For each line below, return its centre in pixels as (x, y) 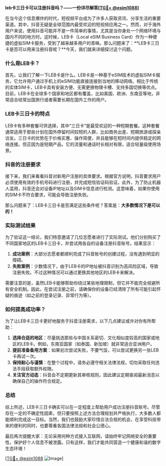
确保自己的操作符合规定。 (38, 381)
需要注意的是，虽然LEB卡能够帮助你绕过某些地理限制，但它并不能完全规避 (81, 283)
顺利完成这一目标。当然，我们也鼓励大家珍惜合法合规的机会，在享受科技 (83, 419)
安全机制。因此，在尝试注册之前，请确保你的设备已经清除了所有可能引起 (83, 289)
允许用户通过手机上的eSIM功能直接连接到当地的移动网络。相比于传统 (88, 81)
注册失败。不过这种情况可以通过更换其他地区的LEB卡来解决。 (75, 272)
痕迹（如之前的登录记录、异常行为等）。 (54, 295)
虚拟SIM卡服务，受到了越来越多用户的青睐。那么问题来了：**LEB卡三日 (86, 43)
